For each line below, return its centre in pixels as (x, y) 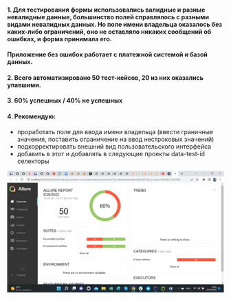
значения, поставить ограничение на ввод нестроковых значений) (115, 139)
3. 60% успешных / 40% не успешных (65, 100)
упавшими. (24, 85)
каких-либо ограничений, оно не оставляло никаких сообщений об (109, 32)
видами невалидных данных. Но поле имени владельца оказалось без (114, 24)
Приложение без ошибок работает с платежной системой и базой (108, 54)
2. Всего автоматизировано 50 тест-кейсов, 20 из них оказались (106, 77)
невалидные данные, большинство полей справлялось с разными (108, 17)
